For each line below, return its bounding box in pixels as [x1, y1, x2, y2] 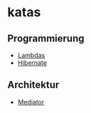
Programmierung [7, 32, 85, 44]
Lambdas [17, 51, 45, 59]
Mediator [17, 97, 45, 106]
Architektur [7, 79, 60, 91]
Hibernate [17, 59, 48, 67]
